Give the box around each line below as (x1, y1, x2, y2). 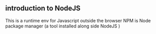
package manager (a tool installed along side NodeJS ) (5, 23, 120, 29)
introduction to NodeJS (5, 4, 81, 13)
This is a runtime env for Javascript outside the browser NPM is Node (5, 17, 151, 23)
